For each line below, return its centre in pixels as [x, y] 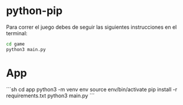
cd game [16, 44]
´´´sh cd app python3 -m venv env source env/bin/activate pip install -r [92, 89]
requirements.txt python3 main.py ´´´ [51, 96]
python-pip [34, 11]
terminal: [17, 33]
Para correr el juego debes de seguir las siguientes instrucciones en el [91, 27]
